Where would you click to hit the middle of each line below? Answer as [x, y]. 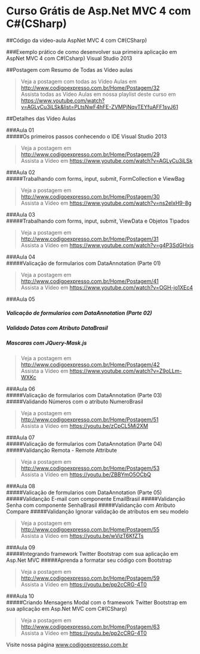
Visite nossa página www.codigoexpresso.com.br [67, 644]
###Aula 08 [21, 486]
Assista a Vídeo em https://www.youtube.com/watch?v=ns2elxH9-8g [106, 203]
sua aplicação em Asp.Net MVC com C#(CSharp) [67, 609]
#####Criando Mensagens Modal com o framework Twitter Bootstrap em [96, 602]
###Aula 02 [21, 172]
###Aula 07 [21, 437]
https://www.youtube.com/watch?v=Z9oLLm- [126, 371]
